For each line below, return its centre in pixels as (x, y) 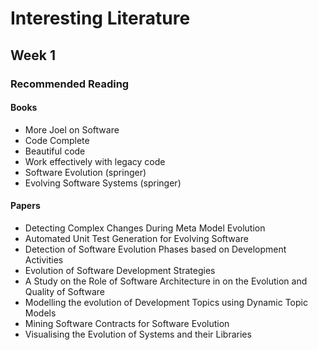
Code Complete (57, 140)
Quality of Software (64, 291)
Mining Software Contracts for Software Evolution (127, 323)
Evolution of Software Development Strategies (120, 270)
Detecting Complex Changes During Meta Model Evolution (145, 228)
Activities (44, 259)
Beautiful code (55, 151)
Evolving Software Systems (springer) (103, 183)
